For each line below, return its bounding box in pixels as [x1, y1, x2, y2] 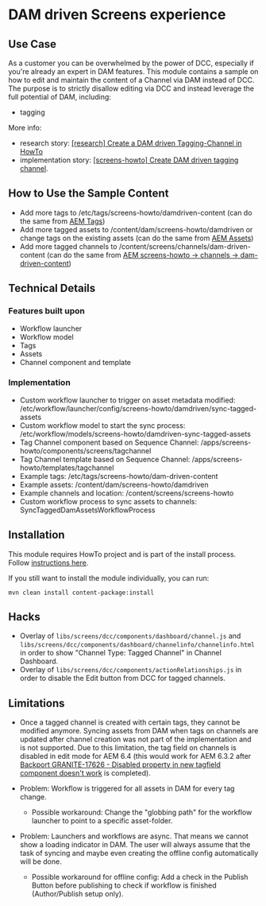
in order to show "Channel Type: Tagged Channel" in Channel [19, 648, 222, 658]
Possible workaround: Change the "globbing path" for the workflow [31, 807, 253, 817]
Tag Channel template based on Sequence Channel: [19, 454, 191, 464]
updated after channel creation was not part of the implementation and [19, 734, 252, 745]
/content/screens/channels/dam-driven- [118, 241, 252, 251]
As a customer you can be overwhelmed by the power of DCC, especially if [8, 58, 254, 68]
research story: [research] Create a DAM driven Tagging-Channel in [19, 138, 242, 148]
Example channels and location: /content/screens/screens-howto [19, 488, 234, 498]
